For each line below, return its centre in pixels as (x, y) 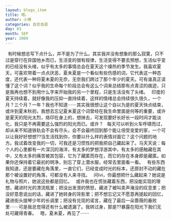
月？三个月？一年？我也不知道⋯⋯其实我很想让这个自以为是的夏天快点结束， (85, 105)
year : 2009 (17, 39)
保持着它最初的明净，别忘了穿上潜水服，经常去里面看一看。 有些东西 (92, 162)
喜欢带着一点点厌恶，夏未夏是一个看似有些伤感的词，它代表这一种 (88, 72)
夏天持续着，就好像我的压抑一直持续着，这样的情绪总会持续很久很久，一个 (83, 98)
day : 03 (13, 29)
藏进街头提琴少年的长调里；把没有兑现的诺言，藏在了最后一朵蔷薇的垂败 (81, 200)
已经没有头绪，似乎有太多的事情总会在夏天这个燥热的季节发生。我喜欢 (83, 66)
